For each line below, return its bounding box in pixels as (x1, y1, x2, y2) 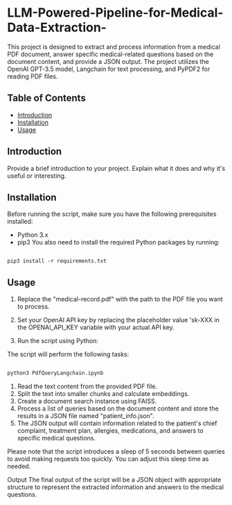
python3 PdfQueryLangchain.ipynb (7, 370, 104, 376)
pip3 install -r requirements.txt (7, 258, 107, 265)
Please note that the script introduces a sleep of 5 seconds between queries (7, 447, 225, 456)
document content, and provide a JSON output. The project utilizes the (7, 57, 210, 65)
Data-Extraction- (7, 19, 107, 35)
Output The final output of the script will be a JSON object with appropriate (7, 476, 222, 484)
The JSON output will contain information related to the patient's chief (17, 419, 217, 428)
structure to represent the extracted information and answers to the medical (7, 483, 224, 491)
